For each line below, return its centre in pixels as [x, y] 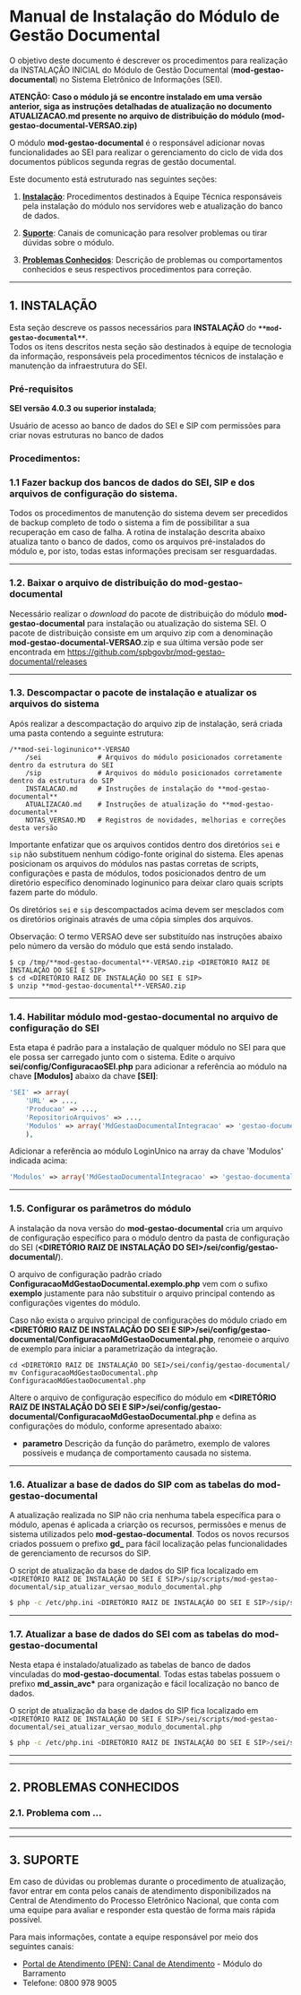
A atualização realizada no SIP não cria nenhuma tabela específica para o [145, 1515]
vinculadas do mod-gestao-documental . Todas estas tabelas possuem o [145, 1674]
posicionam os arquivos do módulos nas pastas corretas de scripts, [134, 863]
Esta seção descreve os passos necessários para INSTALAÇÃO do [133, 327]
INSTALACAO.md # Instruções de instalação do [120, 789]
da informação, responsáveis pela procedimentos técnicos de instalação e [146, 356]
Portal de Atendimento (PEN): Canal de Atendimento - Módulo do [142, 1964]
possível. [26, 1920]
